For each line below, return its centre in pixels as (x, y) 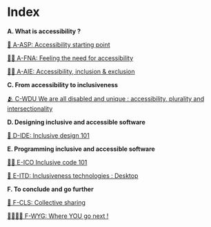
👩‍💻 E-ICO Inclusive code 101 (47, 162)
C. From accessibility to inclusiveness (63, 84)
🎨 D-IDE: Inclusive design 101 (48, 135)
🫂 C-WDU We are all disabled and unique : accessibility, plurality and (106, 98)
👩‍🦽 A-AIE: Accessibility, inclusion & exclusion (71, 71)
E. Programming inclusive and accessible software (81, 149)
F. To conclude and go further (51, 189)
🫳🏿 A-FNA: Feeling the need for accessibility (70, 58)
